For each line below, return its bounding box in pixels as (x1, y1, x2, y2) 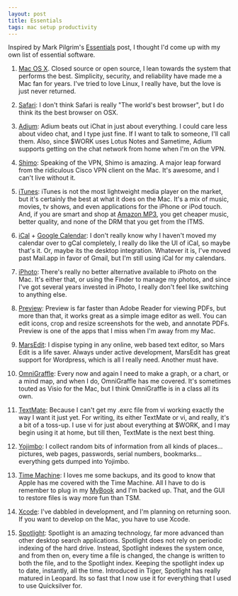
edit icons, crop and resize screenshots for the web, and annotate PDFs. (18, 319, 229, 327)
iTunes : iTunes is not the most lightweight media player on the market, (18, 188, 223, 196)
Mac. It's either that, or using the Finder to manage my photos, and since (18, 275, 231, 284)
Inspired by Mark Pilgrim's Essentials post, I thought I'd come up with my (8, 43, 220, 52)
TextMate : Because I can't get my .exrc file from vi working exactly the (18, 406, 225, 414)
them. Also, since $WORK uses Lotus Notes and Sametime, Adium (18, 137, 212, 146)
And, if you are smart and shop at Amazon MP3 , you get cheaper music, (18, 210, 229, 219)
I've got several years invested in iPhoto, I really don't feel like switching (18, 283, 229, 291)
